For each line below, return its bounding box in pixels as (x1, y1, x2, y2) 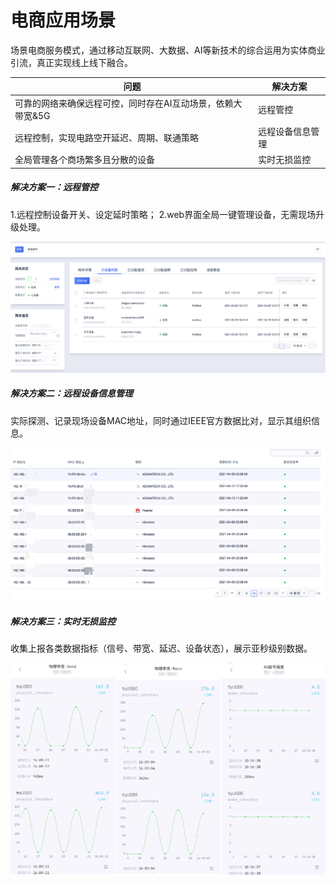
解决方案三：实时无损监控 (10, 615, 116, 627)
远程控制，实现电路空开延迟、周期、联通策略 (14, 131, 199, 143)
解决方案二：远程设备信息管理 (10, 387, 133, 400)
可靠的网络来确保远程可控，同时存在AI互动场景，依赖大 (14, 97, 243, 109)
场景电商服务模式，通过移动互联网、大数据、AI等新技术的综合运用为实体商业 (10, 44, 326, 56)
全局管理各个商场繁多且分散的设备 (14, 154, 155, 166)
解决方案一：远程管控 (10, 181, 98, 193)
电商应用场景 (10, 9, 117, 32)
